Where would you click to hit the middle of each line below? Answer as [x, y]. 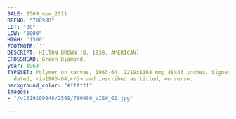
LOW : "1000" [25, 33]
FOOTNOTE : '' [26, 46]
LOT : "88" [22, 27]
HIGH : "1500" [26, 40]
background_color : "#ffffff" [50, 85]
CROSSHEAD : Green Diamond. [47, 59]
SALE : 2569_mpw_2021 [38, 14]
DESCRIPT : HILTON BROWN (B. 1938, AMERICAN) [73, 53]
